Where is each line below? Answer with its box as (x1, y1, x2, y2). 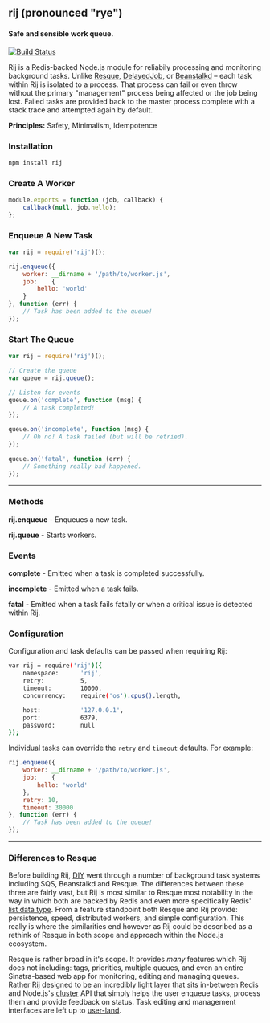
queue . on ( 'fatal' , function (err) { (8, 454, 131, 463)
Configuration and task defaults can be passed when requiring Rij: (8, 646, 227, 656)
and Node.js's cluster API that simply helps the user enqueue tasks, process (8, 988, 261, 998)
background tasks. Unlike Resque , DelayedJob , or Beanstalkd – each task (8, 71, 252, 80)
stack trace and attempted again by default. (8, 104, 153, 115)
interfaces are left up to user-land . (8, 1005, 122, 1015)
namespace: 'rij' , (22, 670, 103, 678)
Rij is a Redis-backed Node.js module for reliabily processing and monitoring (8, 62, 262, 71)
